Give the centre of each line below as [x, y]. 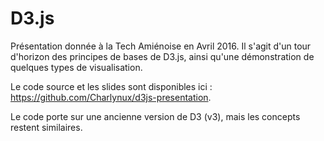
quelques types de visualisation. [76, 67]
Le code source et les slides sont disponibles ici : [111, 86]
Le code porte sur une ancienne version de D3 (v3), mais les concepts [155, 116]
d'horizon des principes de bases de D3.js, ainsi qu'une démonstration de [162, 56]
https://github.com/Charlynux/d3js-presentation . [111, 97]
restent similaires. [46, 127]
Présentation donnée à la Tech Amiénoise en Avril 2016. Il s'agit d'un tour [161, 46]
